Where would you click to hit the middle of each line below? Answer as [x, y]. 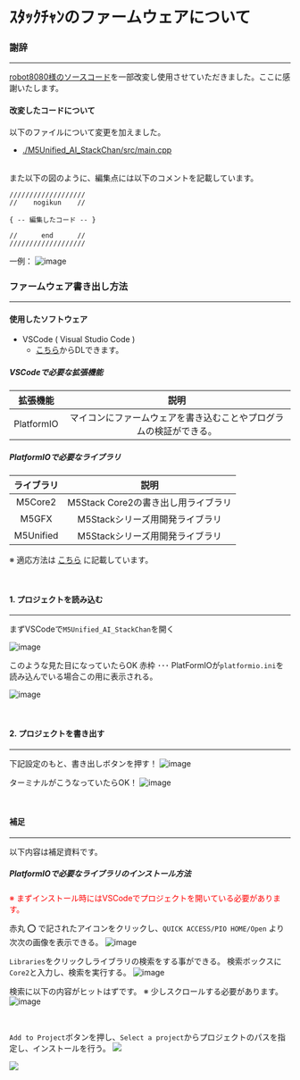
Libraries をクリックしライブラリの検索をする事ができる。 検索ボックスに [146, 961]
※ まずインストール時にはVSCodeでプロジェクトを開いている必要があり [142, 898]
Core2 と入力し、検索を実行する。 [70, 972]
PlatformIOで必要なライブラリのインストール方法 [100, 874]
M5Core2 [36, 502]
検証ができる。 [186, 431]
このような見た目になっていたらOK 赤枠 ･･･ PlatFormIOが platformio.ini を [146, 666]
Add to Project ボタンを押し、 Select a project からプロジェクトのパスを [144, 1037]
